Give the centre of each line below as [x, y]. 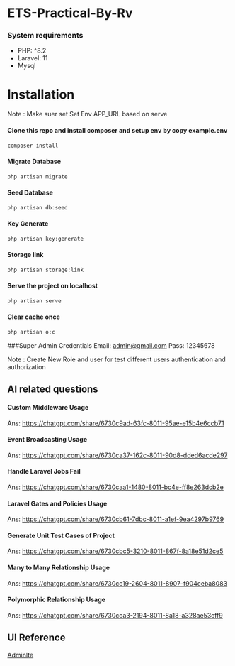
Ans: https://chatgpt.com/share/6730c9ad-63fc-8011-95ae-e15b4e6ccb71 [116, 423]
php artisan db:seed [38, 207]
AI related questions [53, 389]
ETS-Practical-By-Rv [70, 13]
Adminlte [21, 655]
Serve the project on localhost [52, 286]
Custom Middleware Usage [48, 407]
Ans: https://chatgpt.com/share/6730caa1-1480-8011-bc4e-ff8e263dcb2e [116, 487]
